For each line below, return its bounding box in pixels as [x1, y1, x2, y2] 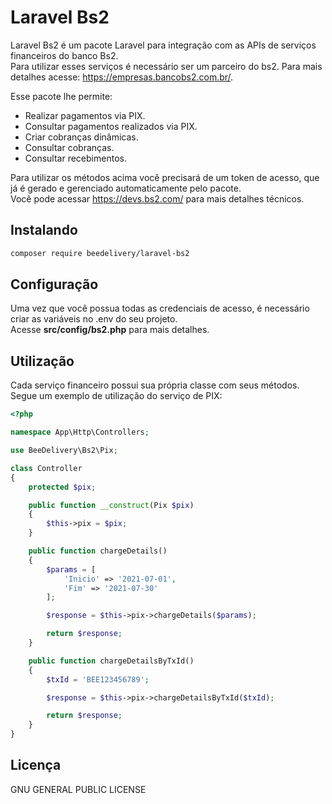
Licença [10, 757, 62, 774]
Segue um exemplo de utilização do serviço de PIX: [10, 390, 223, 402]
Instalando [10, 222, 78, 239]
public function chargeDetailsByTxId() [28, 656, 195, 666]
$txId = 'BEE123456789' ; [46, 674, 150, 685]
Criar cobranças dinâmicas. [24, 131, 139, 143]
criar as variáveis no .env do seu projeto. [10, 313, 178, 325]
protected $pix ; [28, 482, 97, 492]
